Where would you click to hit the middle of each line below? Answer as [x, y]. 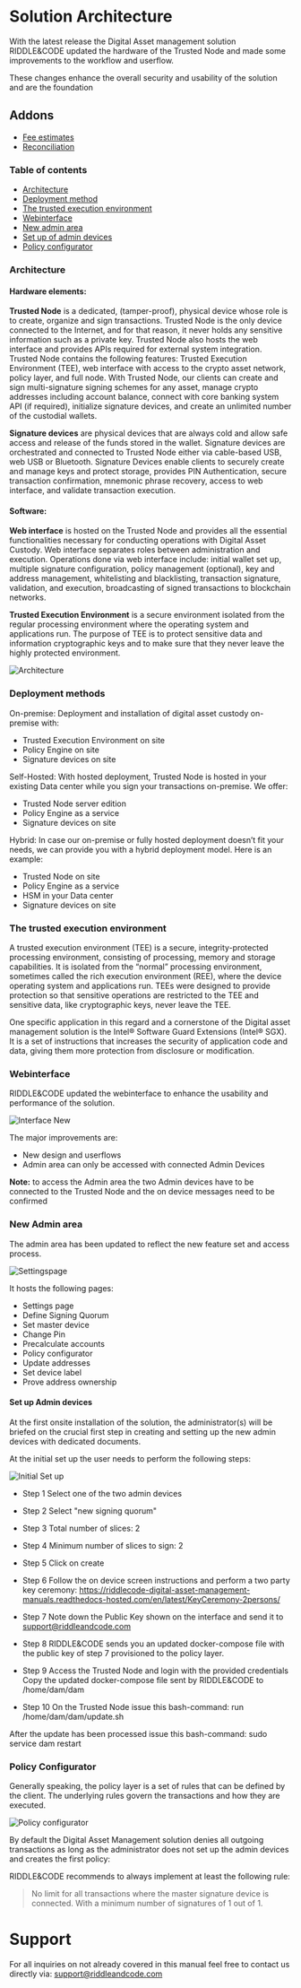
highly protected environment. [65, 653]
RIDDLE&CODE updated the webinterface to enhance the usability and [139, 1094]
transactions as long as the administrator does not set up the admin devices [149, 1850]
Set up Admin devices [51, 1402]
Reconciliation [48, 146]
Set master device [56, 1324]
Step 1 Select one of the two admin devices [102, 1493]
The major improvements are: [64, 1138]
